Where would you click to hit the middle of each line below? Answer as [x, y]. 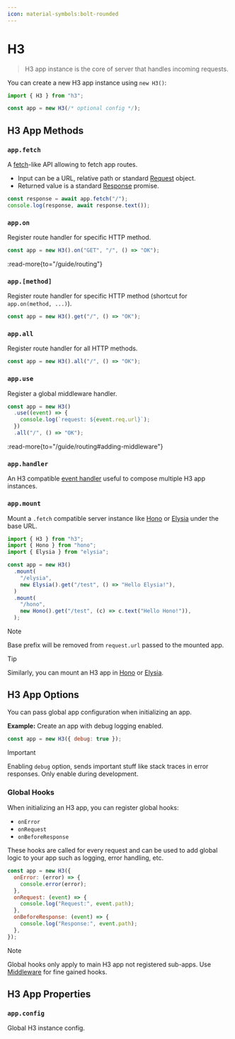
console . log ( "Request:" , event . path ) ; [77, 904]
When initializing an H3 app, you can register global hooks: [93, 808]
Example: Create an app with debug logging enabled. [85, 726]
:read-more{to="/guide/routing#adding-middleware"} [85, 446]
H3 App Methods [46, 130]
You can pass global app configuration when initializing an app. [100, 712]
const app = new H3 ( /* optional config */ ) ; [74, 108]
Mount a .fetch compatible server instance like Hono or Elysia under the [113, 518]
